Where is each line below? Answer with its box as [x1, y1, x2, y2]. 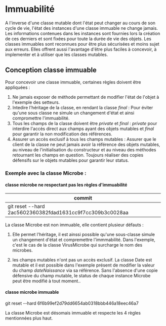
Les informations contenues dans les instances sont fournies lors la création [5, 30, 161, 36]
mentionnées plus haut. [5, 315, 53, 321]
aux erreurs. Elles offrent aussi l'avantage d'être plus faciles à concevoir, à [5, 46, 157, 52]
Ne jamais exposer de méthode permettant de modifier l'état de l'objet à [12, 94, 160, 100]
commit [74, 195, 92, 201]
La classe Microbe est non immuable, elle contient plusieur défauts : [5, 222, 144, 228]
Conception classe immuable [5, 66, 97, 74]
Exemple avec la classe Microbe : [5, 170, 86, 177]
